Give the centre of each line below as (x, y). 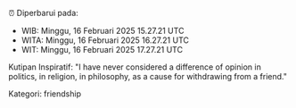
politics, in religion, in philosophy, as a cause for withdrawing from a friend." (148, 76)
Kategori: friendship (45, 94)
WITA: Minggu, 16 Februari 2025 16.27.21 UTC (105, 40)
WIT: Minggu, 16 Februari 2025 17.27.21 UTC (102, 50)
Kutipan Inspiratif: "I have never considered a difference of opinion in (135, 67)
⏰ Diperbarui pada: (44, 13)
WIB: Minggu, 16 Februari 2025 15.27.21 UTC (103, 31)
